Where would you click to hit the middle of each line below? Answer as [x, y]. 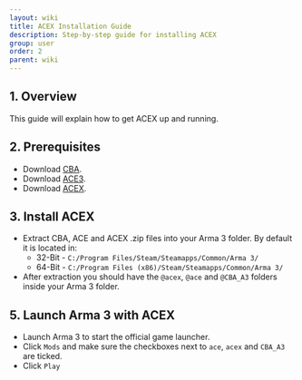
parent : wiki [34, 60]
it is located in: [50, 248]
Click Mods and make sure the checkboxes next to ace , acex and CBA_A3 [154, 346]
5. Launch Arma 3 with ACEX [92, 315]
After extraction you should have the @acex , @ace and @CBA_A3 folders [150, 277]
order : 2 [26, 52]
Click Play [41, 366]
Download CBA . [52, 169]
